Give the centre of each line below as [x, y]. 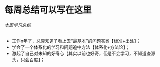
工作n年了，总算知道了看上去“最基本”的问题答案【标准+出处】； [76, 41]
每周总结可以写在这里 [48, 10]
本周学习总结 [18, 25]
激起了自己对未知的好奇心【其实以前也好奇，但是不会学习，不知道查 [81, 53]
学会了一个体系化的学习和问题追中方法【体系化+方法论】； [71, 47]
